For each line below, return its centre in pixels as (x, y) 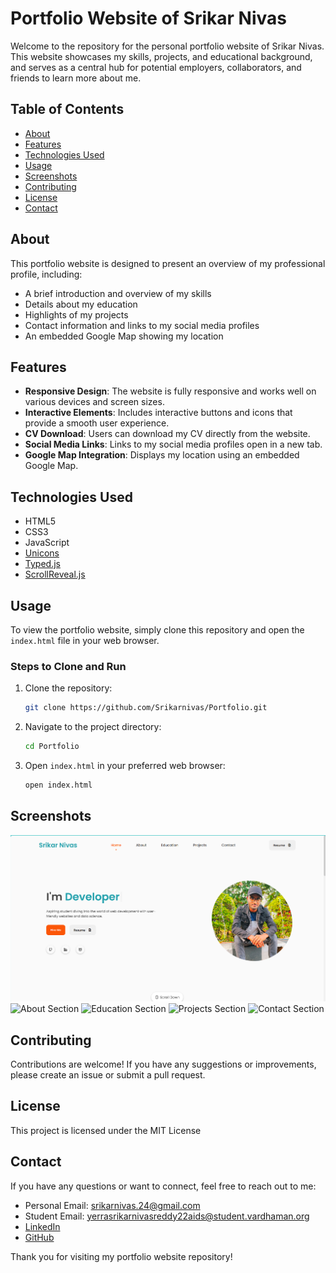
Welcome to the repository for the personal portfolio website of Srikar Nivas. (167, 46)
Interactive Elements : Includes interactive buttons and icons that (158, 413)
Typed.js (42, 564)
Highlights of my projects (76, 314)
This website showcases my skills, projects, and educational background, (161, 56)
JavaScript (47, 543)
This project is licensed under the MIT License (106, 1130)
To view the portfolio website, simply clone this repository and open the (157, 630)
